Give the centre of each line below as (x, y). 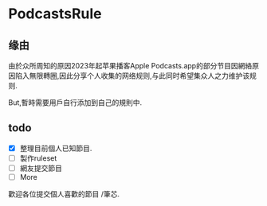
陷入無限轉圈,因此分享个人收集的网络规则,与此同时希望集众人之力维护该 (132, 76)
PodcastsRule (55, 14)
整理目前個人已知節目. (56, 148)
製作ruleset (38, 158)
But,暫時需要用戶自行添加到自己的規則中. (75, 103)
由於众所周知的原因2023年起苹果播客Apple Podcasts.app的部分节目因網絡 (130, 66)
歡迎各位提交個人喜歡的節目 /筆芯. (64, 194)
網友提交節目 (41, 168)
